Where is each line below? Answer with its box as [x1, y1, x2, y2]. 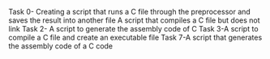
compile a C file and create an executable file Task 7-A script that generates [8, 32, 263, 42]
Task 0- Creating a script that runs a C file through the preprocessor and [8, 7, 251, 16]
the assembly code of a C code [8, 41, 114, 51]
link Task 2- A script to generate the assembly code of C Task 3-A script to [8, 24, 259, 33]
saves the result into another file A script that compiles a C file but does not [8, 15, 261, 25]
